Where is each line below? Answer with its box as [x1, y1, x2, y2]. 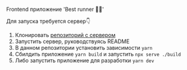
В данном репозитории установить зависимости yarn [14, 44, 153, 51]
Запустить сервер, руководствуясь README [14, 38, 130, 45]
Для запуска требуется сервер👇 [6, 18, 91, 25]
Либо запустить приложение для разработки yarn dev [14, 57, 155, 64]
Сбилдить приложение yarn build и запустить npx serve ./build [14, 51, 182, 57]
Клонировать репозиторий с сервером [14, 32, 116, 38]
